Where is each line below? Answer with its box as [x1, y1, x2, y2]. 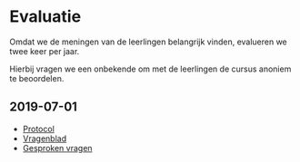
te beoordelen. [9, 72, 65, 83]
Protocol [22, 123, 55, 134]
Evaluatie [9, 6, 82, 27]
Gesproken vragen [22, 142, 93, 153]
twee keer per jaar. [9, 45, 80, 56]
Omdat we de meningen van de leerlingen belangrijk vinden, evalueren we [9, 36, 288, 47]
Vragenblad [22, 133, 67, 144]
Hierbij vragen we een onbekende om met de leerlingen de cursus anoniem [9, 63, 292, 74]
